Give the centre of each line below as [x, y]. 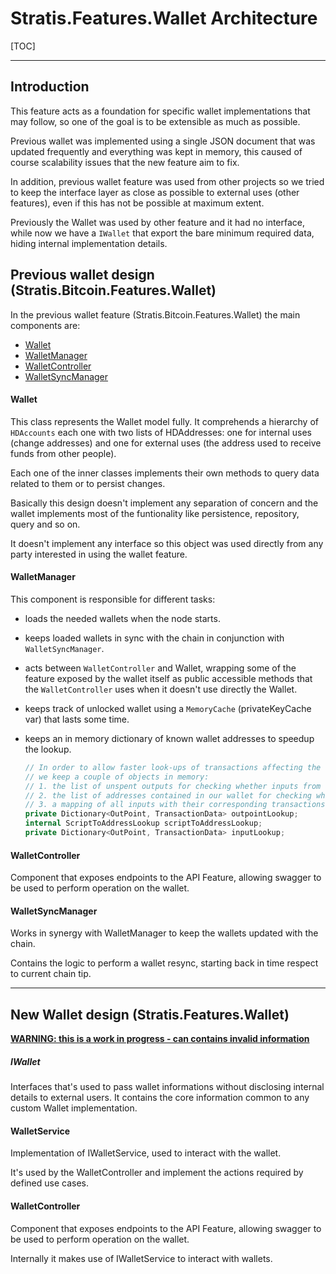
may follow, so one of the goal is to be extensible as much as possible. [155, 121]
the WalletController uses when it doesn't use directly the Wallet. [161, 689]
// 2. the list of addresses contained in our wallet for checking [168, 795]
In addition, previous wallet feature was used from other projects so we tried [167, 181]
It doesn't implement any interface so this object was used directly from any [167, 543]
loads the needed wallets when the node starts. [122, 618]
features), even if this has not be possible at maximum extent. [137, 203]
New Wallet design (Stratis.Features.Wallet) [150, 1014]
